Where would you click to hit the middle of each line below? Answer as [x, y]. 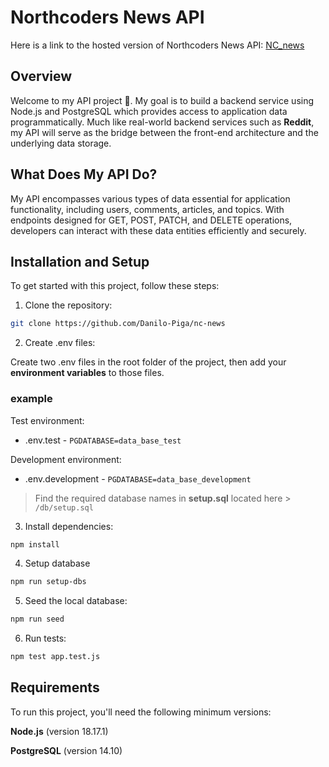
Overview [41, 76]
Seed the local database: [76, 601]
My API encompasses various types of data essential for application [150, 198]
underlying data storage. [61, 143]
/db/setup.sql [64, 507]
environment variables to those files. [87, 373]
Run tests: [45, 638]
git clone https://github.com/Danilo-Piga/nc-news [118, 324]
